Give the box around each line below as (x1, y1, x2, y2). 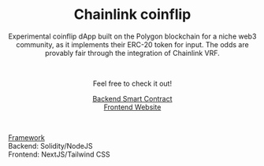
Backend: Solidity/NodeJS (8, 141, 93, 150)
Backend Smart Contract (92, 94, 173, 103)
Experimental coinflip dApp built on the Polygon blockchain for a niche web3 (8, 31, 257, 41)
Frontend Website (103, 102, 162, 112)
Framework (8, 132, 45, 142)
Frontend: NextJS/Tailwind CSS (8, 149, 110, 159)
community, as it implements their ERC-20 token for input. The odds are (15, 39, 250, 49)
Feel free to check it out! (93, 79, 172, 88)
